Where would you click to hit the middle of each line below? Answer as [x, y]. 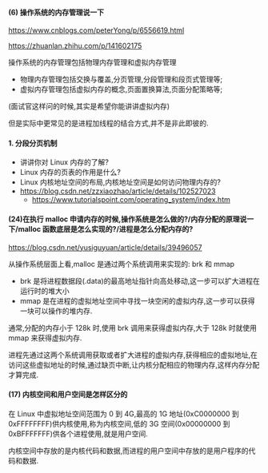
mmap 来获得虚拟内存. [45, 338]
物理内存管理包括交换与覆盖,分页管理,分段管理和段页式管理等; [121, 79]
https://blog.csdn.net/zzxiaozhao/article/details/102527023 [118, 191]
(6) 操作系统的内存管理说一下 [56, 12]
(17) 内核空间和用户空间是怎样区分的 [68, 395]
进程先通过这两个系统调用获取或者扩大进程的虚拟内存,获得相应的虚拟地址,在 [133, 355]
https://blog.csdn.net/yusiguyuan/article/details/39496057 [105, 247]
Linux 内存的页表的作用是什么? [70, 173]
